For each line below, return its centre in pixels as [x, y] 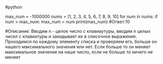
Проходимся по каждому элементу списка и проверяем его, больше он [81, 42]
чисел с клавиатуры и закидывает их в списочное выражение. [71, 36]
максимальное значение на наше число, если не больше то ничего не [79, 52]
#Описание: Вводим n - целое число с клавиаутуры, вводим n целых [78, 31]
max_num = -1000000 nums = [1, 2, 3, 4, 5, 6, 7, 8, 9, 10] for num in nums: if [81, 16]
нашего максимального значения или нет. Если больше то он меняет [78, 47]
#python [14, 7]
